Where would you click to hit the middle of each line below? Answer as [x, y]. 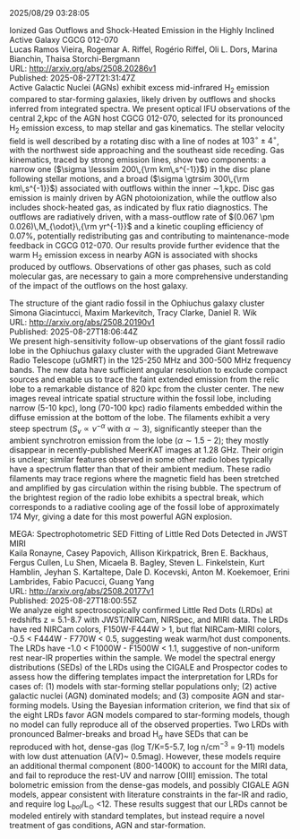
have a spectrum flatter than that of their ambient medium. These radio [140, 469]
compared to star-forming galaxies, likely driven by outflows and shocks [142, 99]
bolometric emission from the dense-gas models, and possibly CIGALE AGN [149, 784]
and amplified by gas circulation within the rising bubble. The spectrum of [146, 488]
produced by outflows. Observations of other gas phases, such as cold [140, 267]
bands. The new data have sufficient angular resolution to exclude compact [149, 370]
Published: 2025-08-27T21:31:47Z [73, 78]
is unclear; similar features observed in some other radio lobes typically [141, 459]
